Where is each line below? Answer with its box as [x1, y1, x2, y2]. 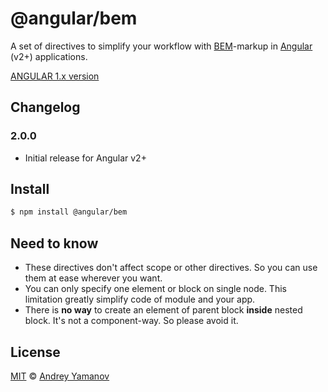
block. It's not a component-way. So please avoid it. [24, 315, 239, 327]
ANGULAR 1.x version [10, 70, 100, 82]
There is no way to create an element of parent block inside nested [24, 304, 303, 316]
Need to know [10, 235, 99, 252]
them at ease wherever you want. [24, 272, 163, 284]
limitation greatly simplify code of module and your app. [24, 293, 256, 306]
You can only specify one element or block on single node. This [24, 283, 287, 295]
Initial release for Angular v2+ [24, 152, 147, 164]
